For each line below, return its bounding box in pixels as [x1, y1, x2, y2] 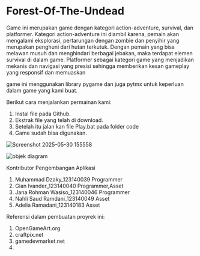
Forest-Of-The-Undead [6, 4, 125, 18]
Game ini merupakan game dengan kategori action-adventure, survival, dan [6, 24, 193, 31]
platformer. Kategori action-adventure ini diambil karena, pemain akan [6, 30, 179, 37]
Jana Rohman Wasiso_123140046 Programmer [14, 188, 130, 196]
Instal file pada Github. [14, 110, 71, 117]
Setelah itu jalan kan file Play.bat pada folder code [14, 123, 139, 130]
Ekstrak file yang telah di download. [14, 116, 103, 124]
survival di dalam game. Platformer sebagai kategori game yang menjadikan [6, 56, 194, 63]
